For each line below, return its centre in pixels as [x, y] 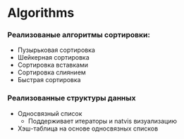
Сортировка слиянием [51, 72]
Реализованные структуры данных [72, 98]
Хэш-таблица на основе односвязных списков [88, 128]
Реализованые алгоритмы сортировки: [79, 35]
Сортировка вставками [53, 65]
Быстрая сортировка [49, 80]
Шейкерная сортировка [53, 58]
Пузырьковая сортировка [56, 50]
